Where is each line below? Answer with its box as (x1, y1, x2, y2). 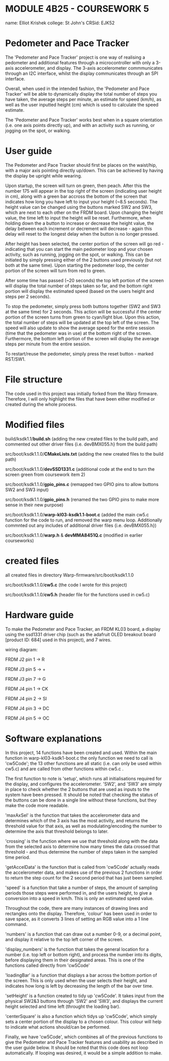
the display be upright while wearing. (5, 172, 82, 179)
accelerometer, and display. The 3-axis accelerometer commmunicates (15, 65, 163, 71)
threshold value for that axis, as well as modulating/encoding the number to (5, 823, 162, 829)
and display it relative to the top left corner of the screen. (5, 936, 124, 942)
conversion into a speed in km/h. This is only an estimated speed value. (5, 895, 154, 901)
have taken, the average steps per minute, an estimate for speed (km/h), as (5, 96, 161, 102)
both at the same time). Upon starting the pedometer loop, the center (5, 262, 149, 268)
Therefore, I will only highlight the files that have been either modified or (5, 395, 155, 402)
